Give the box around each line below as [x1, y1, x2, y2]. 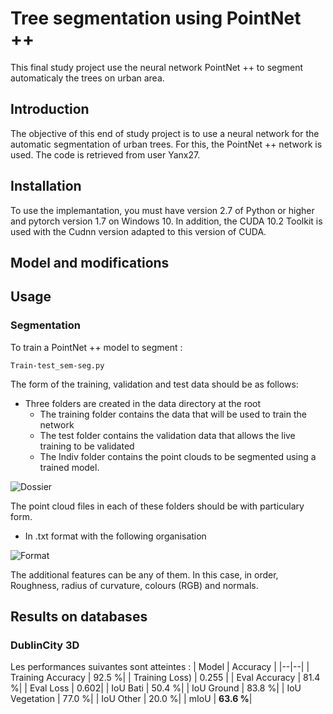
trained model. [39, 461, 100, 473]
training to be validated [39, 440, 135, 452]
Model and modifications [10, 254, 170, 271]
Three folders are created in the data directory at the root [24, 397, 262, 409]
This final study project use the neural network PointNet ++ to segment [10, 61, 304, 73]
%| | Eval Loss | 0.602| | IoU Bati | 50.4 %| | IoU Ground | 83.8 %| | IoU [10, 682, 302, 694]
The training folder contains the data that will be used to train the [39, 408, 307, 420]
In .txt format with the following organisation [24, 530, 207, 542]
